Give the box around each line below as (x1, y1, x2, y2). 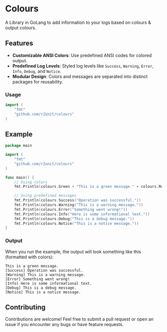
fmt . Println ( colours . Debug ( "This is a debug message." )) (14, 216, 135, 221)
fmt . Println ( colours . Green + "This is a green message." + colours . (14, 184, 159, 189)
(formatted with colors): (5, 254, 54, 260)
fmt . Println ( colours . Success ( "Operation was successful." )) (14, 198, 141, 203)
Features (5, 39, 33, 48)
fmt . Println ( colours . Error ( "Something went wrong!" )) (14, 207, 128, 212)
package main (5, 143, 32, 148)
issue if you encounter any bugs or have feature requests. (5, 322, 124, 328)
